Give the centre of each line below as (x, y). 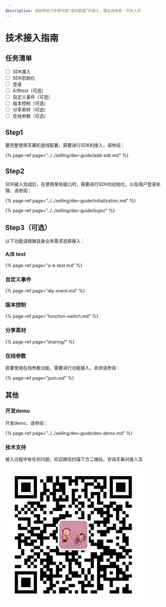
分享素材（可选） (30, 110)
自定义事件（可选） (33, 97)
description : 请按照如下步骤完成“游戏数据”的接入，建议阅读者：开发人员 (73, 11)
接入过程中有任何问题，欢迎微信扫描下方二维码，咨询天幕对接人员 (74, 459)
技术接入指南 (32, 38)
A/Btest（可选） (29, 90)
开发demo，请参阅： (27, 423)
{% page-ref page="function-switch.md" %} (52, 316)
